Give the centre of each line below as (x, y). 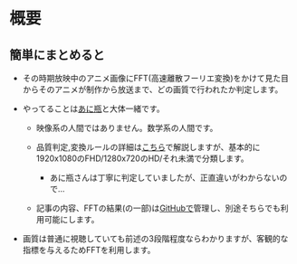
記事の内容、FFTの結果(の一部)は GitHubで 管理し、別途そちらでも (158, 208)
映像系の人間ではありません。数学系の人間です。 (127, 128)
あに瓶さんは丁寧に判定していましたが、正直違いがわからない (164, 178)
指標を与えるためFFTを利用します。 (89, 250)
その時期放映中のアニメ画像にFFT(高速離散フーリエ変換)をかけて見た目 (156, 78)
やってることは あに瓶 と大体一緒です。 (93, 108)
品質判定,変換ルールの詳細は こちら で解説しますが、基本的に (148, 147)
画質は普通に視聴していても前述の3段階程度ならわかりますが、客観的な (155, 239)
